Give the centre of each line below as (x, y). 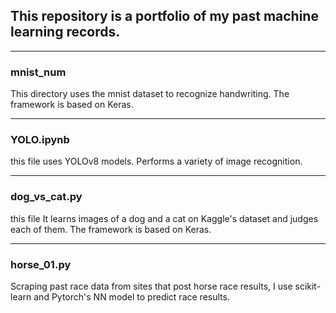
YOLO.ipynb (40, 140)
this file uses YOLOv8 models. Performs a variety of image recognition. (156, 161)
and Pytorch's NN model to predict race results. (131, 297)
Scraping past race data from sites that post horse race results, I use (151, 286)
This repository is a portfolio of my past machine (164, 16)
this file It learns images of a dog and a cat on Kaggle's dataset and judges (164, 218)
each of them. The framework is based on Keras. (111, 229)
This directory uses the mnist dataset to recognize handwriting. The (150, 94)
